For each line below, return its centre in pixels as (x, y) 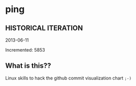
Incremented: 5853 (25, 50)
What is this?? (28, 66)
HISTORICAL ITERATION (44, 28)
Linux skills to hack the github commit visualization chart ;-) (69, 78)
